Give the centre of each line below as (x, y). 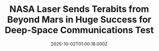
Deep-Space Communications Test (79, 30)
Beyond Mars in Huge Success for (79, 20)
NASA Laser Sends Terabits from (79, 9)
